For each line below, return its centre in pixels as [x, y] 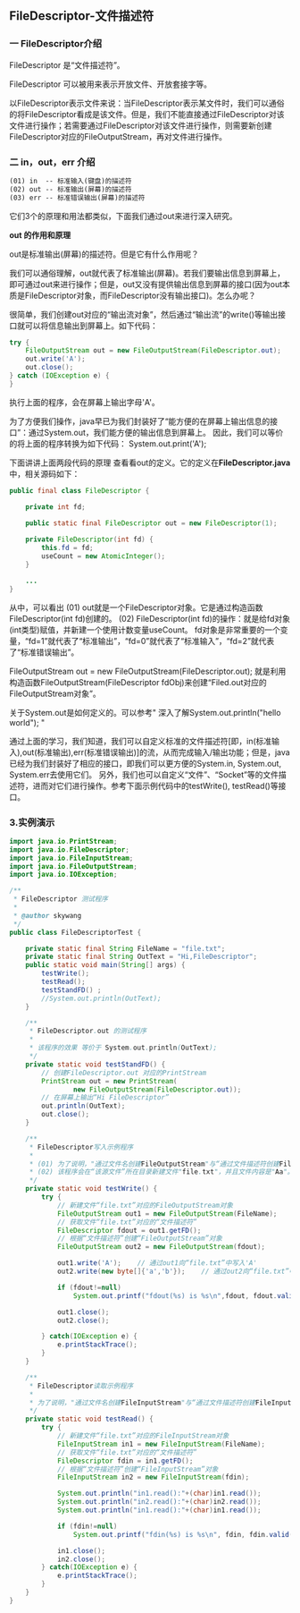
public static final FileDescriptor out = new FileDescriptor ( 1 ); [151, 523]
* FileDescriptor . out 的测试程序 [88, 1031]
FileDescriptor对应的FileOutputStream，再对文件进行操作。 [118, 136]
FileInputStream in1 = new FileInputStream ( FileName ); [161, 1444]
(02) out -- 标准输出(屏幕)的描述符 [71, 189]
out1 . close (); [83, 1312]
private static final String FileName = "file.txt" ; [125, 948]
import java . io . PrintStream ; [63, 841]
